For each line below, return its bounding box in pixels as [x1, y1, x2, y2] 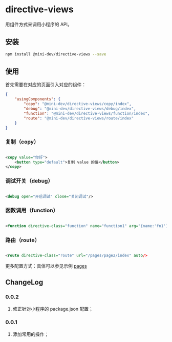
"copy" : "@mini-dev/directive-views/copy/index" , [24, 102, 132, 107]
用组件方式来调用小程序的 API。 [5, 21, 73, 27]
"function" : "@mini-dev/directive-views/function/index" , [24, 111, 150, 116]
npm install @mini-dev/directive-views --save [5, 51, 106, 57]
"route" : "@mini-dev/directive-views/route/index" [24, 115, 134, 121]
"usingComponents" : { [14, 96, 60, 102]
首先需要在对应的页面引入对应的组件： [5, 82, 86, 88]
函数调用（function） [5, 207, 59, 214]
